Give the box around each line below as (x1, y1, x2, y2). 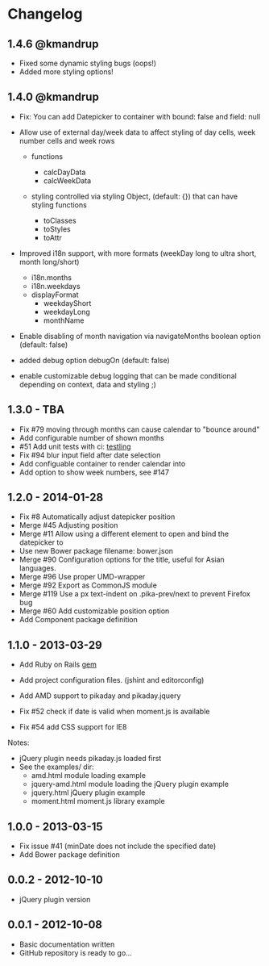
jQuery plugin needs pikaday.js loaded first (19, 754, 162, 763)
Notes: (7, 738, 30, 747)
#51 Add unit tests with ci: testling (19, 441, 131, 451)
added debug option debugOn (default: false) (19, 355, 170, 365)
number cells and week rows (19, 136, 115, 145)
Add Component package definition (19, 615, 139, 625)
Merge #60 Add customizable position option (19, 606, 170, 616)
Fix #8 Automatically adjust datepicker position (19, 512, 176, 521)
